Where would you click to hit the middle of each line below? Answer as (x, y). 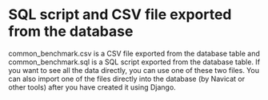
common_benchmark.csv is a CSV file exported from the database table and (134, 53)
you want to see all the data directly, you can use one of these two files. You (134, 70)
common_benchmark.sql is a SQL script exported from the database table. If (134, 62)
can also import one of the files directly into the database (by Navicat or (127, 79)
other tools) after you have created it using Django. (92, 87)
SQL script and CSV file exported (120, 15)
